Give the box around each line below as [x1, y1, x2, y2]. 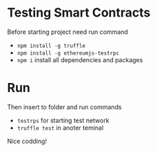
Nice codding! [7, 137, 47, 145]
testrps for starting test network [17, 116, 109, 124]
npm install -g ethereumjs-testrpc [17, 50, 120, 57]
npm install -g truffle [17, 42, 86, 49]
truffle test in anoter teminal [17, 123, 104, 132]
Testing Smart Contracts [7, 5, 151, 21]
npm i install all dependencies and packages [17, 55, 143, 64]
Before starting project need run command [7, 28, 129, 36]
